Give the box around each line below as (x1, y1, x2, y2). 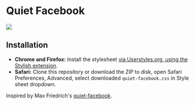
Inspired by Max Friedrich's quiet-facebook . (6, 92, 113, 99)
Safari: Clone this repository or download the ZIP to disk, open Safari (14, 68, 182, 75)
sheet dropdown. (14, 80, 56, 87)
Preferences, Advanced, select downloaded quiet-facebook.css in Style (14, 74, 189, 82)
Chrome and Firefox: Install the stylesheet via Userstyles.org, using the (14, 56, 188, 63)
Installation (6, 40, 48, 50)
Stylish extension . (14, 62, 58, 69)
